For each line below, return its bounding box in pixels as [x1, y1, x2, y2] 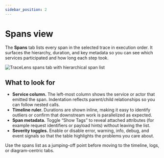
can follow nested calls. [12, 102, 60, 108]
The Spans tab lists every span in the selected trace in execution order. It [5, 45, 153, 50]
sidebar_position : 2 [5, 7, 47, 12]
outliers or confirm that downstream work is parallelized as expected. [12, 112, 152, 118]
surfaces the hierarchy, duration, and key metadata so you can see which [5, 49, 153, 55]
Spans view [5, 28, 53, 39]
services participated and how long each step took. [5, 55, 109, 61]
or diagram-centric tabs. [5, 148, 55, 154]
